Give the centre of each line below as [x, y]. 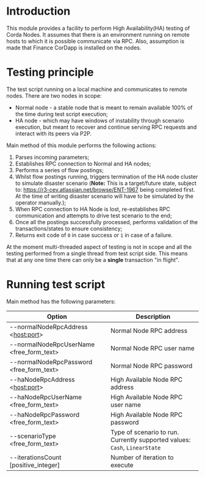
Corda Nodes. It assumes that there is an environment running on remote [98, 34]
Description [153, 316]
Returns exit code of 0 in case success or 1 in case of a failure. [94, 235]
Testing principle [50, 72]
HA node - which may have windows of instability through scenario [99, 120]
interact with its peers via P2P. [53, 133]
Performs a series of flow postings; [59, 170]
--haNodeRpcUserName [46, 397]
